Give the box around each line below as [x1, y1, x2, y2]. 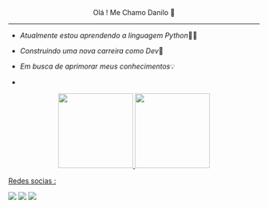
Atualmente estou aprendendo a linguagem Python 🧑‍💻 [19, 31, 198, 40]
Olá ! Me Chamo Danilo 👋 [93, 8, 175, 17]
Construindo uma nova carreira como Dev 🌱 [19, 46, 164, 55]
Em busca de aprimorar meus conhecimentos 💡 [19, 61, 175, 71]
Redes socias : [8, 176, 57, 186]
